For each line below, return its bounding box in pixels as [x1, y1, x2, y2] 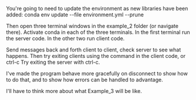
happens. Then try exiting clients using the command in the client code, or [6, 53, 186, 59]
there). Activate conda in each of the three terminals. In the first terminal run [6, 29, 190, 36]
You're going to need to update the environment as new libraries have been [6, 5, 188, 12]
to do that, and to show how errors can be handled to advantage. [6, 76, 163, 83]
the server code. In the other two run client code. [6, 35, 125, 42]
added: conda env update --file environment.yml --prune [6, 11, 144, 18]
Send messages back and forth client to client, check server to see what [6, 46, 181, 53]
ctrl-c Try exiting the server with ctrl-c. [6, 58, 100, 65]
